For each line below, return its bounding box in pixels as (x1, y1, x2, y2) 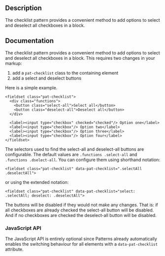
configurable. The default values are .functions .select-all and (5, 151, 137, 157)
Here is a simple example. (5, 85, 58, 90)
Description (5, 4, 42, 12)
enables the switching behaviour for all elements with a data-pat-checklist (5, 241, 158, 247)
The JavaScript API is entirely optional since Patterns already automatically (5, 236, 158, 242)
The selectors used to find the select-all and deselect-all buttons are (5, 146, 144, 152)
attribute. (5, 246, 24, 252)
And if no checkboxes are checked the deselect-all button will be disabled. (5, 212, 157, 218)
